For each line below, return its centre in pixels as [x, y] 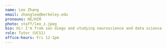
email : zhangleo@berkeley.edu [37, 14]
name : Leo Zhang [22, 10]
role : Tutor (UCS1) [25, 33]
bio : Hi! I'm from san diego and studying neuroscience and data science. [85, 28]
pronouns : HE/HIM [23, 19]
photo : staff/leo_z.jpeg [31, 24]
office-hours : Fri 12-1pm [32, 38]
